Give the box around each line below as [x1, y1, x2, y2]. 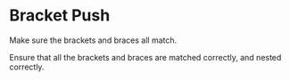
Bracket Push [9, 5, 111, 26]
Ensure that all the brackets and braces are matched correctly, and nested [9, 52, 282, 62]
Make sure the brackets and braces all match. [9, 35, 178, 45]
